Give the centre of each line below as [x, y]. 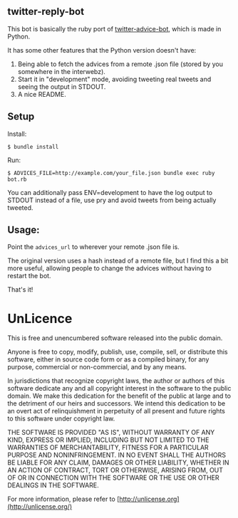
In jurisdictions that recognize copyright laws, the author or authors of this [116, 381]
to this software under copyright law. [61, 418]
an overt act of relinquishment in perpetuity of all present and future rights [117, 411]
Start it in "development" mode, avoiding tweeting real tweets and [114, 79]
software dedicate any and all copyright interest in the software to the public [119, 388]
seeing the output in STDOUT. [62, 86]
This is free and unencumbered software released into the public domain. [115, 338]
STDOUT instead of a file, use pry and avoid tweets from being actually [112, 200]
